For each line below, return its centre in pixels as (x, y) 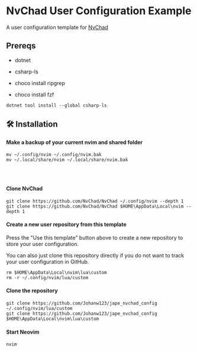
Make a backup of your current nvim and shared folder (75, 142)
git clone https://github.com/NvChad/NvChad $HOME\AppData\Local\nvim (95, 206)
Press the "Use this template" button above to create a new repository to (95, 237)
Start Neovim (23, 332)
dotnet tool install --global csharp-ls (57, 105)
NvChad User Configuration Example (99, 11)
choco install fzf (34, 94)
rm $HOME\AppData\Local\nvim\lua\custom (57, 272)
